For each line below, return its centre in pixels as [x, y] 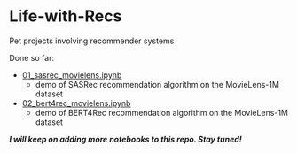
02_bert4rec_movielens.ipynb [76, 103]
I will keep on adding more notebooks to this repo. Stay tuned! [125, 139]
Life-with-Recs [66, 16]
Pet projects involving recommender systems [92, 41]
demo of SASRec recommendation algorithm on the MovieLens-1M [157, 84]
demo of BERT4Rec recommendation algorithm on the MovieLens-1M [161, 112]
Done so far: [32, 57]
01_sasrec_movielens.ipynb [72, 75]
